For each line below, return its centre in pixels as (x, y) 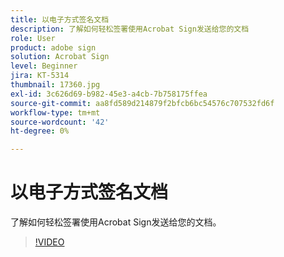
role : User (33, 38)
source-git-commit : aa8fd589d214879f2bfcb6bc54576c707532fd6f (142, 103)
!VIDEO (49, 242)
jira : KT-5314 (40, 76)
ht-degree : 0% (40, 131)
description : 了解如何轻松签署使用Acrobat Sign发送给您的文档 (130, 29)
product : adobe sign (53, 47)
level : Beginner (44, 66)
